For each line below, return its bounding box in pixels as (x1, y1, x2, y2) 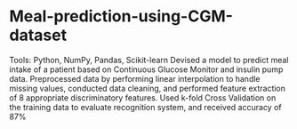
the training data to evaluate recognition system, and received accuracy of (9, 101, 282, 112)
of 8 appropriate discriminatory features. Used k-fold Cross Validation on (9, 92, 277, 103)
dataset (9, 25, 68, 45)
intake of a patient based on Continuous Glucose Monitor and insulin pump (9, 64, 284, 75)
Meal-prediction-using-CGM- (9, 6, 234, 27)
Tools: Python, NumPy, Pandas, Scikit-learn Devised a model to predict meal (9, 54, 289, 65)
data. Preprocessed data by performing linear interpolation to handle (9, 73, 261, 84)
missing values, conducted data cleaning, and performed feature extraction (9, 83, 286, 93)
